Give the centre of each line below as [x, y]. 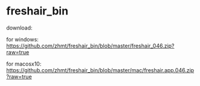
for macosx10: [24, 64]
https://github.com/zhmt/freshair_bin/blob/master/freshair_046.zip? [90, 46]
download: [19, 28]
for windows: [23, 39]
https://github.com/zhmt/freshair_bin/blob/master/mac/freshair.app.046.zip [100, 70]
